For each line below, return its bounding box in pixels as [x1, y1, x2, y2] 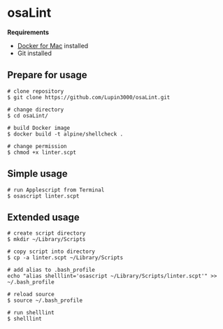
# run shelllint [7, 309, 55, 316]
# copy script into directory [7, 248, 96, 256]
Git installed [17, 49, 52, 57]
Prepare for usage [7, 69, 87, 81]
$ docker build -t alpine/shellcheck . [7, 131, 124, 138]
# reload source [7, 291, 55, 298]
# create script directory [7, 230, 86, 237]
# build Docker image [7, 124, 71, 131]
